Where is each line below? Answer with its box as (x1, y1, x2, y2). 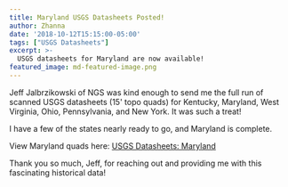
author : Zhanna (9, 21, 66, 30)
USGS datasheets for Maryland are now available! (17, 54, 204, 63)
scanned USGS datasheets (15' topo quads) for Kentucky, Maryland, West (9, 96, 280, 107)
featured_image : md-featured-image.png (9, 63, 157, 72)
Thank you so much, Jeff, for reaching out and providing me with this (9, 158, 262, 168)
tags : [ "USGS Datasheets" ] (9, 37, 109, 47)
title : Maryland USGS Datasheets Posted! (9, 12, 165, 22)
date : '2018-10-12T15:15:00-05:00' (9, 29, 141, 38)
